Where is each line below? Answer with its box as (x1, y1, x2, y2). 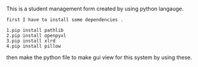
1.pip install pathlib (6, 27, 64, 33)
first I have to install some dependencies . (6, 17, 123, 23)
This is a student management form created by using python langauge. (6, 5, 184, 12)
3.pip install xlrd (6, 38, 56, 44)
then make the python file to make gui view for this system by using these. (6, 54, 193, 61)
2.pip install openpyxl (6, 33, 67, 39)
